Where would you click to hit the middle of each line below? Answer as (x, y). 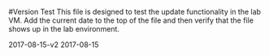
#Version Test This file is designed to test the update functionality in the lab (135, 12)
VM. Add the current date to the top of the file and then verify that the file (131, 20)
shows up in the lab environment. (64, 29)
